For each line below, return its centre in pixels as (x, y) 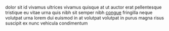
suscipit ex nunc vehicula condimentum (47, 23)
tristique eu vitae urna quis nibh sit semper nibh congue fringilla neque (79, 12)
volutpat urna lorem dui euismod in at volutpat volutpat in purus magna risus (85, 18)
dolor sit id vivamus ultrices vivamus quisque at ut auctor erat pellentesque (83, 7)
